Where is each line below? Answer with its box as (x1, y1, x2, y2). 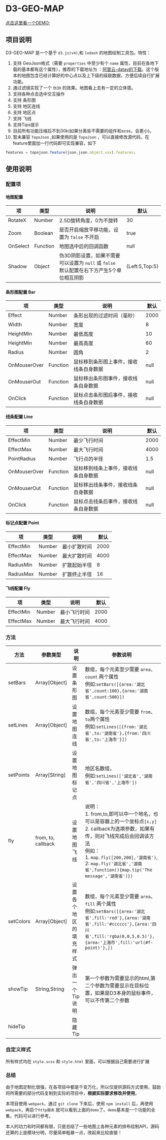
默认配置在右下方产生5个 (59, 267, 117, 274)
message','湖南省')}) (85, 873, 133, 879)
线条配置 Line (5, 413, 33, 419)
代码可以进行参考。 (14, 1113, 53, 1119)
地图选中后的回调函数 (59, 243, 109, 250)
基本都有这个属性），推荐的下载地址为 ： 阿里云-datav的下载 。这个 (21, 66, 155, 72)
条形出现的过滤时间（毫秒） (73, 312, 138, 319)
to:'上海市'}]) (94, 737, 127, 742)
